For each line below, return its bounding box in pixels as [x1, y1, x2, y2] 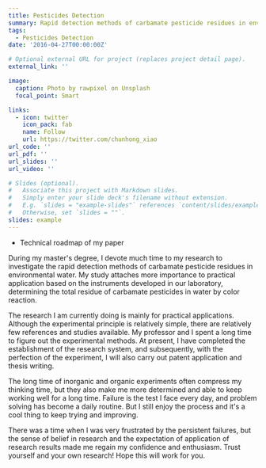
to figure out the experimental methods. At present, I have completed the [8, 336, 245, 345]
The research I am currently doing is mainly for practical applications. [8, 310, 235, 320]
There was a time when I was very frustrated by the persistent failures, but [8, 425, 252, 435]
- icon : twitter [15, 113, 69, 121]
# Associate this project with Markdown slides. [8, 187, 179, 195]
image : [8, 77, 30, 85]
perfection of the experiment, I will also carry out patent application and [8, 352, 242, 362]
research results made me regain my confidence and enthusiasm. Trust [8, 442, 241, 451]
